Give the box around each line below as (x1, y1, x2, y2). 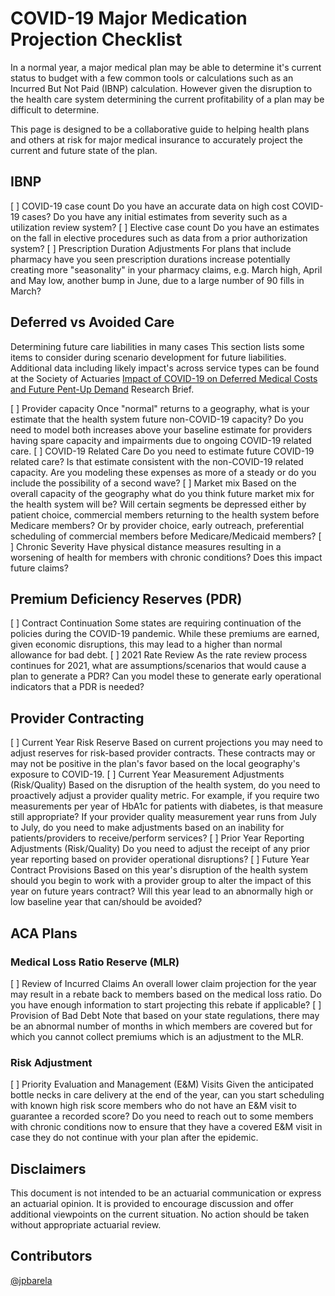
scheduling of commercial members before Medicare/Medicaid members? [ (10, 530, 322, 542)
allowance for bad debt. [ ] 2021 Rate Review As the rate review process (10, 649, 308, 661)
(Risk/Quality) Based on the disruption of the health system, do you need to (10, 779, 321, 791)
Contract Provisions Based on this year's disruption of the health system (10, 864, 308, 876)
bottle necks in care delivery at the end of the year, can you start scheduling (10, 1089, 325, 1101)
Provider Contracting (10, 710, 145, 727)
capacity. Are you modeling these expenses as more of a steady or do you (10, 466, 317, 478)
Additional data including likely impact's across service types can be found (10, 362, 320, 374)
